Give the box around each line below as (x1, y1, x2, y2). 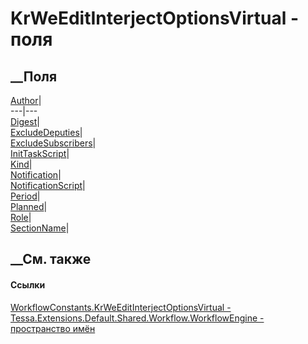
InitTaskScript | (10, 148, 70, 159)
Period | (10, 190, 41, 202)
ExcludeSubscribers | (10, 137, 97, 149)
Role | (10, 212, 32, 223)
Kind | (10, 158, 33, 170)
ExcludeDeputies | (10, 127, 83, 138)
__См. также (10, 251, 92, 268)
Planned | (10, 201, 48, 212)
